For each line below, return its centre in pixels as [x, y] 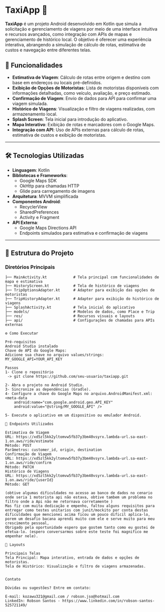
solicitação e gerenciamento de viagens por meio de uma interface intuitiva [81, 29]
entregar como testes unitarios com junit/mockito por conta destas [77, 510]
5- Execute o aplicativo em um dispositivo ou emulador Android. [73, 415]
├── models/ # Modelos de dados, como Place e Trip [80, 312]
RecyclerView [33, 207]
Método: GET [17, 485]
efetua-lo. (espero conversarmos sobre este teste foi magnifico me [77, 532]
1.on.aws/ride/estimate [29, 441]
